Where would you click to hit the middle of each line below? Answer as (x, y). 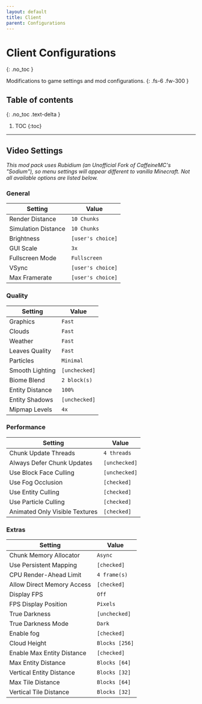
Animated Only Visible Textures (54, 512)
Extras (16, 530)
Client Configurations (61, 53)
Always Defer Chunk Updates (51, 462)
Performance (26, 427)
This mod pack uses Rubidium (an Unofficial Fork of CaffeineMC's (89, 165)
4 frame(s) (112, 575)
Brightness (25, 239)
